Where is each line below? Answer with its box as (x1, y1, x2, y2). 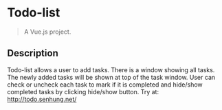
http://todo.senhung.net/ (7, 95, 77, 103)
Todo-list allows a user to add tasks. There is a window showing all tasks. (7, 65, 215, 74)
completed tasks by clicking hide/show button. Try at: (7, 87, 159, 96)
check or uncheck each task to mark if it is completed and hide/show (7, 80, 203, 89)
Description (7, 47, 58, 59)
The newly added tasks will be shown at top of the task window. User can (7, 73, 216, 81)
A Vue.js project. (23, 27, 71, 36)
